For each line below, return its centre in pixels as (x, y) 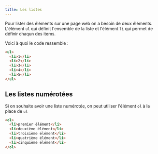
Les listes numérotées (39, 94)
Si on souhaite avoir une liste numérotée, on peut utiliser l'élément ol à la (78, 106)
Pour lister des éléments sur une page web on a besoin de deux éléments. (79, 23)
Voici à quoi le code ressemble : (37, 43)
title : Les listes (23, 9)
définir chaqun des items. (30, 34)
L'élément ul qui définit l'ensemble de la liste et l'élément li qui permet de (79, 28)
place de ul (16, 111)
